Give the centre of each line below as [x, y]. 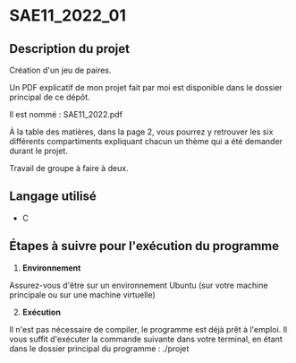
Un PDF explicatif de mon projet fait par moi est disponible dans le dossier [146, 87]
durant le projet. [39, 151]
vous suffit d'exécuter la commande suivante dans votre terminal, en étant [146, 339]
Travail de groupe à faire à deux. [69, 168]
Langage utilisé [53, 197]
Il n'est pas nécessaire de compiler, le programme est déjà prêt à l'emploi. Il [148, 329]
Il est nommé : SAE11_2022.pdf [66, 114]
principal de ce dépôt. [50, 97]
